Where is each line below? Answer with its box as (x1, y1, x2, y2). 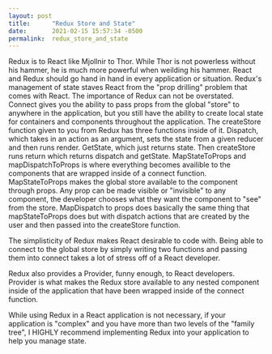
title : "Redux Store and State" (8, 19, 136, 28)
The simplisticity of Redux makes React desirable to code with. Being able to (8, 236, 264, 245)
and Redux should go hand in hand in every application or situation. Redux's (8, 74, 262, 83)
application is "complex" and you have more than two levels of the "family (8, 319, 255, 329)
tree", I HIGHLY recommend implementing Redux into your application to (8, 327, 249, 337)
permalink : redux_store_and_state (8, 34, 129, 43)
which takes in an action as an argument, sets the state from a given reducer (8, 134, 264, 144)
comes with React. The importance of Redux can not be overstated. (8, 91, 234, 101)
